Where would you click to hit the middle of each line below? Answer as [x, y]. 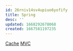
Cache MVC [18, 43]
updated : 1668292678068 [31, 24]
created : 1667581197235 [31, 29]
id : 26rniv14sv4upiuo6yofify [36, 10]
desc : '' [15, 19]
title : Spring [21, 15]
